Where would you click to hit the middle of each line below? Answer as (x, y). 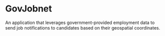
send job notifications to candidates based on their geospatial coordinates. (83, 27)
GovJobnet (29, 9)
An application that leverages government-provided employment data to (80, 22)
